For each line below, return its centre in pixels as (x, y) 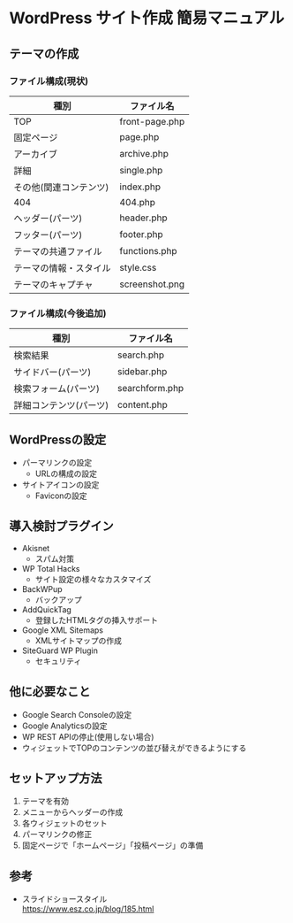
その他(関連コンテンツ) (61, 187)
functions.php (148, 250)
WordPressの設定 (58, 439)
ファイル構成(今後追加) (58, 313)
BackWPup (42, 588)
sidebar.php (143, 372)
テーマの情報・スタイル (63, 268)
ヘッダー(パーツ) (48, 218)
